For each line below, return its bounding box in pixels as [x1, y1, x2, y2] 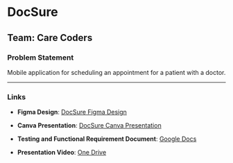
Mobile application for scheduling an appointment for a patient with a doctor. [7, 68, 226, 76]
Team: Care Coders [7, 32, 93, 44]
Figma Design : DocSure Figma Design [17, 108, 127, 117]
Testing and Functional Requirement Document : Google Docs [17, 135, 197, 143]
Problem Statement [7, 53, 74, 62]
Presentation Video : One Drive [17, 148, 107, 157]
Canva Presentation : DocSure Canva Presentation [17, 121, 162, 130]
